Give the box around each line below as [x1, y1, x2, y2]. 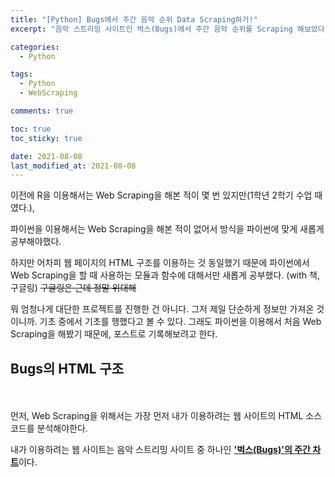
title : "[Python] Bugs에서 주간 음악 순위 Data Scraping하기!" [10, 14, 258, 25]
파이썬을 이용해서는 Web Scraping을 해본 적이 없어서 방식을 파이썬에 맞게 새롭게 [10, 223, 325, 235]
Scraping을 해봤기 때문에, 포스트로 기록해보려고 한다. [10, 328, 218, 340]
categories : [10, 42, 60, 52]
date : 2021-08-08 [10, 151, 83, 161]
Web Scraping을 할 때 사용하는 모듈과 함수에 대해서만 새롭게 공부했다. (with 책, [10, 269, 320, 281]
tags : [10, 69, 33, 80]
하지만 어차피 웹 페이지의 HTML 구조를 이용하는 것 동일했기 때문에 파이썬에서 [10, 257, 310, 269]
